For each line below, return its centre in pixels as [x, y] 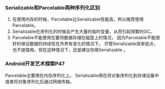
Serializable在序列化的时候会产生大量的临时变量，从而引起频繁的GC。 [83, 32]
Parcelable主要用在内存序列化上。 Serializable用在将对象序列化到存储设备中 [82, 75]
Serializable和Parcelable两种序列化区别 [53, 7]
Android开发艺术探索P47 [35, 64]
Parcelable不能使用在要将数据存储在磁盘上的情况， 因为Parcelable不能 [84, 38]
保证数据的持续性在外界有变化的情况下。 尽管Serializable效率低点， [90, 44]
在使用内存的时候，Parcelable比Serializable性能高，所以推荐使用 [78, 19]
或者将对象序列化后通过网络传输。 [40, 81]
